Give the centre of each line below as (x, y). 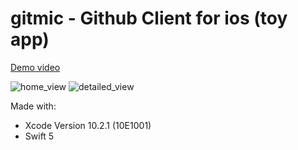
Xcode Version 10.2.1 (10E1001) (88, 125)
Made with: (33, 106)
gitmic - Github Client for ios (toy (149, 18)
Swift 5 (39, 136)
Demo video (35, 67)
